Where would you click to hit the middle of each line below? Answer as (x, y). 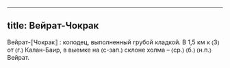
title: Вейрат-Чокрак (53, 26)
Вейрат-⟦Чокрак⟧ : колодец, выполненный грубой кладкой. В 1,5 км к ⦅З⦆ (113, 42)
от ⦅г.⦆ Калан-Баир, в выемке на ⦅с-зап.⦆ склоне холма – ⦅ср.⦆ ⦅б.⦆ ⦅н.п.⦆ (110, 50)
